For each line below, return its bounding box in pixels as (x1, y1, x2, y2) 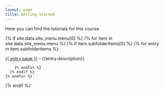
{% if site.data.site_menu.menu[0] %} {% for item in (5, 35, 113, 41)
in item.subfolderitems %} (5, 46, 59, 52)
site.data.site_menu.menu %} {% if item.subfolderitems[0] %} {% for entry (5, 40, 159, 46)
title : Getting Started (5, 12, 55, 17)
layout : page (5, 7, 33, 12)
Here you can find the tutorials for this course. (5, 25, 100, 31)
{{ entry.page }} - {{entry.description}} (5, 55, 85, 61)
